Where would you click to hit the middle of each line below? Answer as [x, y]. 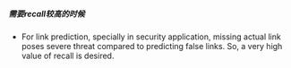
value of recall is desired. [68, 55]
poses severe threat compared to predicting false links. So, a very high [152, 46]
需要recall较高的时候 [47, 13]
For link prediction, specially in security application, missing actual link [151, 37]
